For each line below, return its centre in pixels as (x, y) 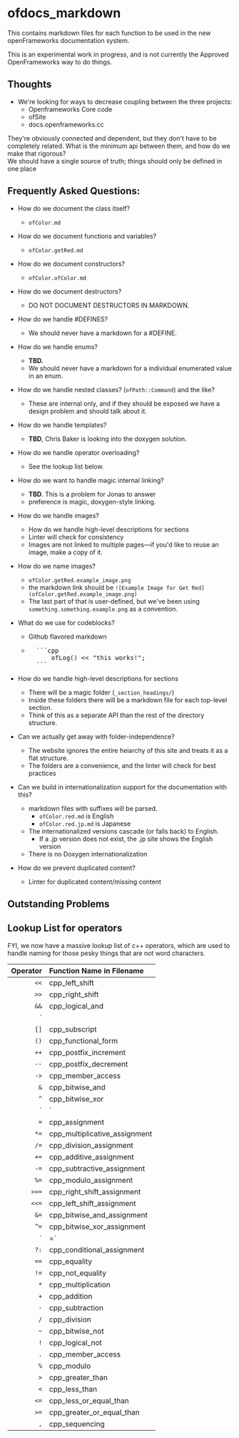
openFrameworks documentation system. (68, 40)
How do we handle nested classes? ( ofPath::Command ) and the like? (116, 389)
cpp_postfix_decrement (88, 1064)
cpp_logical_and (76, 1006)
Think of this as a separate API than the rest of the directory (116, 715)
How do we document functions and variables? (87, 236)
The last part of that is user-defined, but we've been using (114, 601)
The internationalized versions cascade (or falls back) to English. (123, 831)
